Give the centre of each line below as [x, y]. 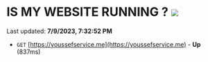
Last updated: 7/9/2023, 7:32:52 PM [59, 31]
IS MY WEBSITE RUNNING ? [88, 12]
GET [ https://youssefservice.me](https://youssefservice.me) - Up [109, 44]
